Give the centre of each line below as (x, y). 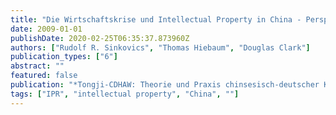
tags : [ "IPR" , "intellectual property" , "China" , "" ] (125, 94)
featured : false (44, 76)
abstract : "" (37, 66)
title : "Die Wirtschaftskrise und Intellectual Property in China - (156, 19)
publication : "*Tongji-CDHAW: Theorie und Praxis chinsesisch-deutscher (165, 85)
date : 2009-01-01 (46, 29)
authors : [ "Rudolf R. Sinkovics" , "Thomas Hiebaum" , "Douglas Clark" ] (160, 47)
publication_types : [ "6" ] (64, 57)
